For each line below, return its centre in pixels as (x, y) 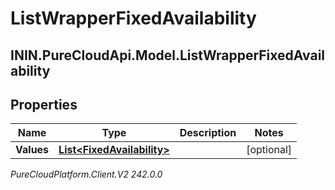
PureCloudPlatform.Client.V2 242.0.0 (86, 174)
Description (208, 133)
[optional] (269, 150)
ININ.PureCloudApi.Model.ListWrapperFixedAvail (168, 55)
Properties (44, 104)
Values (32, 150)
